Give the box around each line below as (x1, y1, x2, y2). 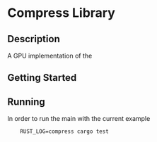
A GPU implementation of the (7, 51, 93, 60)
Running (7, 96, 46, 108)
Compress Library (7, 5, 115, 21)
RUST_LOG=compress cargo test (20, 128, 110, 135)
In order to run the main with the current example (7, 115, 151, 123)
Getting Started (7, 72, 77, 84)
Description (7, 33, 60, 45)
